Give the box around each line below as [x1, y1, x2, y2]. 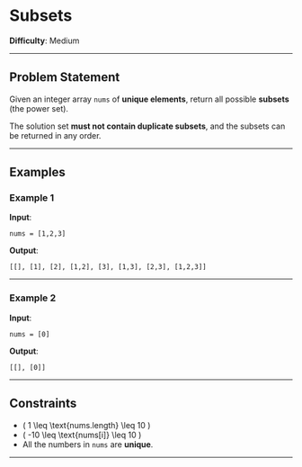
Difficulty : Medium [9, 35, 80, 46]
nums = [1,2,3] [9, 229, 67, 238]
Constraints [9, 396, 77, 411]
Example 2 [9, 292, 57, 304]
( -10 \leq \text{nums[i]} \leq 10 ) [22, 429, 142, 440]
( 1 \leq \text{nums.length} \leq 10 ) [22, 419, 151, 430]
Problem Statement [9, 69, 120, 85]
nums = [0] [9, 329, 50, 338]
